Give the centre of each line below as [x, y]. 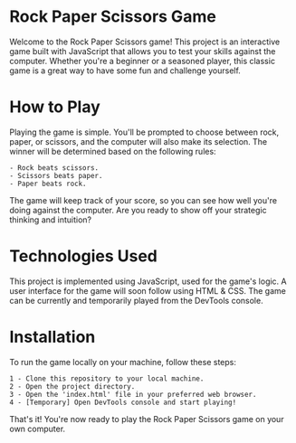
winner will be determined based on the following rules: [113, 151]
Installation [53, 337]
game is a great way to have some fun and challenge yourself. [125, 71]
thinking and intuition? [51, 220]
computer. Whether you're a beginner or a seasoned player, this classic [143, 61]
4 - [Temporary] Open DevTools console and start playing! [123, 402]
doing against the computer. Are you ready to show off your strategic [138, 210]
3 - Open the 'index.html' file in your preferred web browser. [133, 394]
